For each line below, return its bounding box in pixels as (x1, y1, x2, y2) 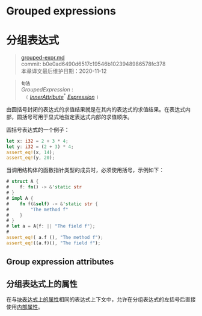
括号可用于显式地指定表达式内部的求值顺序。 (22, 113, 133, 120)
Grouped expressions (6, 4, 116, 18)
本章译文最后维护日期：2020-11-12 (20, 67, 107, 75)
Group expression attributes (6, 257, 114, 267)
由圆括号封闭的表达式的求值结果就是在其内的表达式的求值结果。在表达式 (6, 105, 185, 113)
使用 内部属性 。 (6, 303, 43, 311)
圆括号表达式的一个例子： (6, 126, 70, 133)
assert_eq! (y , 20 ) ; (6, 155, 55, 161)
